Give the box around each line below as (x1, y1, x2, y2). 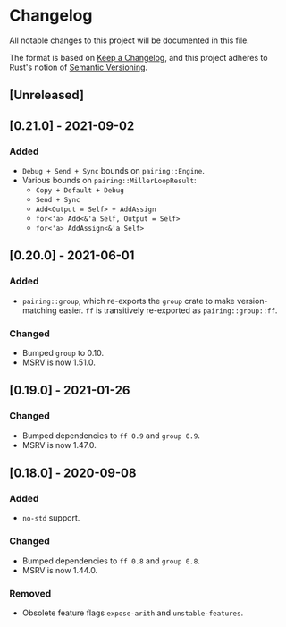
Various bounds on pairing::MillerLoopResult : (21, 175, 197, 186)
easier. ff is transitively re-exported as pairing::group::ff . (58, 305, 278, 316)
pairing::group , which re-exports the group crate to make (21, 295, 235, 306)
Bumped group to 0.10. (21, 348, 105, 358)
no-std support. (21, 513, 80, 523)
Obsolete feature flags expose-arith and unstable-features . (21, 607, 244, 618)
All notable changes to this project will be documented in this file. (9, 35, 250, 46)
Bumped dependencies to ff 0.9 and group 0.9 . (21, 430, 201, 441)
